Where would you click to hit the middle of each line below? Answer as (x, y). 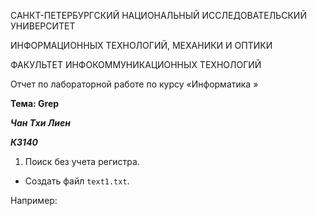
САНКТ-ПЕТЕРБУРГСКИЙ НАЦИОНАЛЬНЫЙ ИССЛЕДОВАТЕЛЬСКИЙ (158, 15)
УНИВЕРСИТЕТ (43, 26)
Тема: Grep (35, 103)
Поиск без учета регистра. (82, 161)
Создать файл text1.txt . (77, 181)
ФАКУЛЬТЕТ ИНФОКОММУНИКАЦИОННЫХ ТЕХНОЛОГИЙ (136, 64)
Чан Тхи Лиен (41, 123)
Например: (34, 200)
